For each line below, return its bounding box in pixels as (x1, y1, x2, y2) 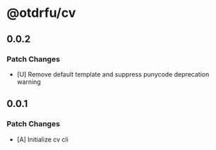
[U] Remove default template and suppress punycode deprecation (16, 70, 210, 78)
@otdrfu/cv (6, 5, 76, 21)
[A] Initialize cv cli (16, 135, 68, 144)
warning (16, 77, 42, 86)
